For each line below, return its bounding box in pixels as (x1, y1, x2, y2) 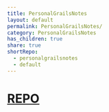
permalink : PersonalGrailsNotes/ (7, 23, 103, 30)
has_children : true (7, 36, 63, 43)
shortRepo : (7, 49, 38, 56)
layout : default (7, 16, 53, 23)
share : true (7, 42, 41, 49)
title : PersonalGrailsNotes (7, 10, 88, 17)
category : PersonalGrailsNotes (7, 29, 97, 36)
